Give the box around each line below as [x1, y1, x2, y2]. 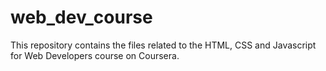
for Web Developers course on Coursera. [10, 49, 180, 61]
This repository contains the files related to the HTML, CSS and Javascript [10, 39, 317, 51]
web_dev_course [10, 6, 153, 29]
